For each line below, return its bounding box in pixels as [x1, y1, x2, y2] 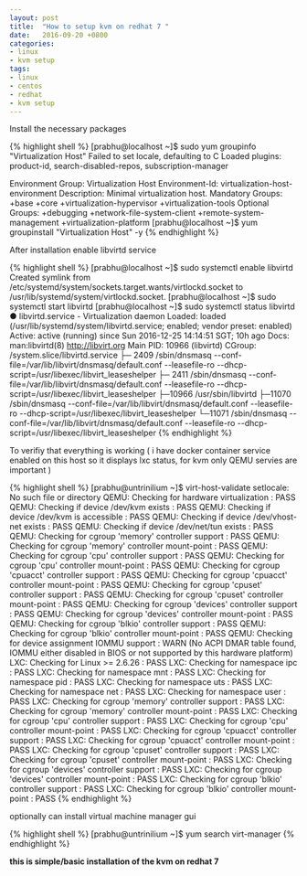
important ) [9, 465, 52, 475]
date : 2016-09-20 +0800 [9, 30, 108, 39]
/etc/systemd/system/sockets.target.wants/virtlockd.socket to [9, 282, 244, 293]
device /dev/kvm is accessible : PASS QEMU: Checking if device [9, 511, 251, 522]
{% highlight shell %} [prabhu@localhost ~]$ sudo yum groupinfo [9, 141, 257, 152]
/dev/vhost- [252, 511, 297, 522]
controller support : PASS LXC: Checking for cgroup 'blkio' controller [9, 784, 268, 795]
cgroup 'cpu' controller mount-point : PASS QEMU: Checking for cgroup [9, 560, 281, 572]
